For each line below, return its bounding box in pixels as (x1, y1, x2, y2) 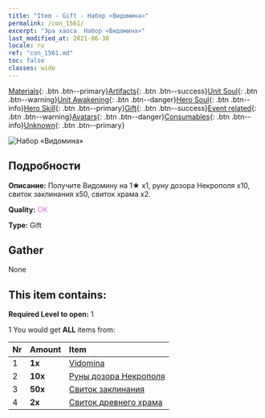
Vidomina (68, 358, 105, 369)
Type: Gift (8, 220, 42, 230)
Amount (29, 344, 62, 355)
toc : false (8, 57, 45, 65)
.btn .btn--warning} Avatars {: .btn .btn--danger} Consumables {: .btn (8, 112, 230, 121)
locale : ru (8, 42, 45, 50)
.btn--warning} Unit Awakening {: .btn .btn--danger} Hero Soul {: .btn (8, 94, 230, 104)
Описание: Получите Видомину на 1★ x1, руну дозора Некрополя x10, (8, 180, 251, 190)
